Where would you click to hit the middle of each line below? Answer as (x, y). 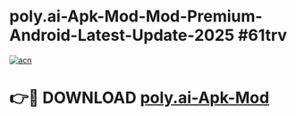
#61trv (262, 35)
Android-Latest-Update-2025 (122, 35)
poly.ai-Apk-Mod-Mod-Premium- (136, 17)
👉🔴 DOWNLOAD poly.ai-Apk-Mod (140, 98)
